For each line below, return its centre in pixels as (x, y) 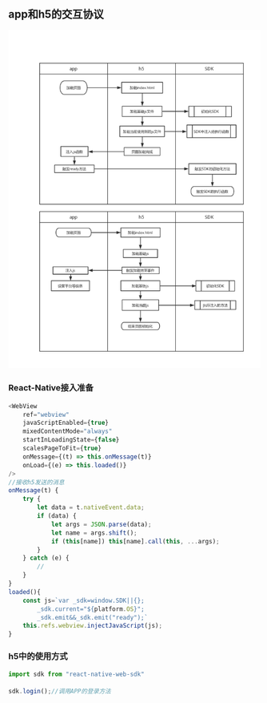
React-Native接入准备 (51, 388)
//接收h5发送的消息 (36, 482)
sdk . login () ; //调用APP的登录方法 (60, 692)
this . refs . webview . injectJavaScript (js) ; (92, 626)
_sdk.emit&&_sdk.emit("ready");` (93, 617)
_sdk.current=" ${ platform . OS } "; (91, 609)
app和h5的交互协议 (56, 14)
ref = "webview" (46, 414)
